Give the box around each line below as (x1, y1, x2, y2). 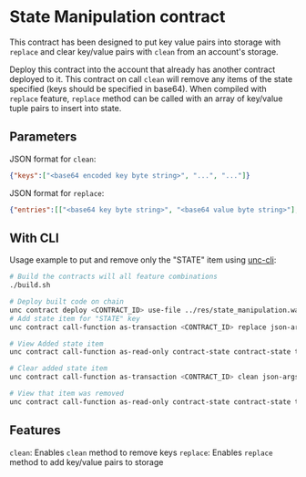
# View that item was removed (9, 389, 125, 399)
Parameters (9, 130, 77, 145)
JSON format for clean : (9, 153, 97, 164)
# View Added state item (9, 339, 104, 348)
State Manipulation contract (9, 6, 226, 27)
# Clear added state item (9, 364, 107, 373)
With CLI (9, 230, 59, 245)
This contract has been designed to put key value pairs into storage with (9, 36, 280, 47)
